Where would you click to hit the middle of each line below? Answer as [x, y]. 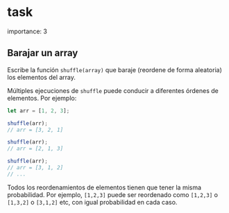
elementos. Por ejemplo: [42, 98]
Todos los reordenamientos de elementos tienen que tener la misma [104, 187]
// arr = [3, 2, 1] [35, 130]
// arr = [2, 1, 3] [35, 149]
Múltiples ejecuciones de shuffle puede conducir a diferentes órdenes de [113, 90]
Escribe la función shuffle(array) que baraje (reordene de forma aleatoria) [114, 69]
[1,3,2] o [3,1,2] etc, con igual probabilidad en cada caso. [92, 202]
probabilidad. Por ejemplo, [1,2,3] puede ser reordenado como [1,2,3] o [113, 194]
